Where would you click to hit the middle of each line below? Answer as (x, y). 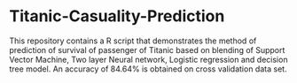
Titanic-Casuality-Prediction (117, 16)
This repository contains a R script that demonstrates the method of (133, 41)
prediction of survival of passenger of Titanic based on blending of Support (147, 49)
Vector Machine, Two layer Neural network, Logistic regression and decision (148, 59)
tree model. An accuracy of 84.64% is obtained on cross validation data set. (148, 69)
